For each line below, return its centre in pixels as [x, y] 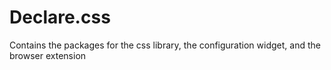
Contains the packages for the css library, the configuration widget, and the [165, 45]
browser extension [48, 55]
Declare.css [60, 17]
